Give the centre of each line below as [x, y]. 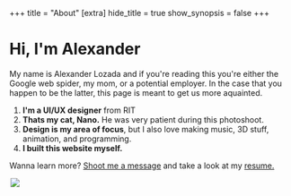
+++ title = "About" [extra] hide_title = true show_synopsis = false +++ [139, 13]
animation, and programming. [77, 139]
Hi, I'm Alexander [75, 49]
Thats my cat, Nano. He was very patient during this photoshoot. [143, 119]
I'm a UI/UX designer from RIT [79, 110]
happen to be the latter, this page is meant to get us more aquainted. [136, 92]
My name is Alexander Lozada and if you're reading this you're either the [144, 73]
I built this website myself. [72, 148]
